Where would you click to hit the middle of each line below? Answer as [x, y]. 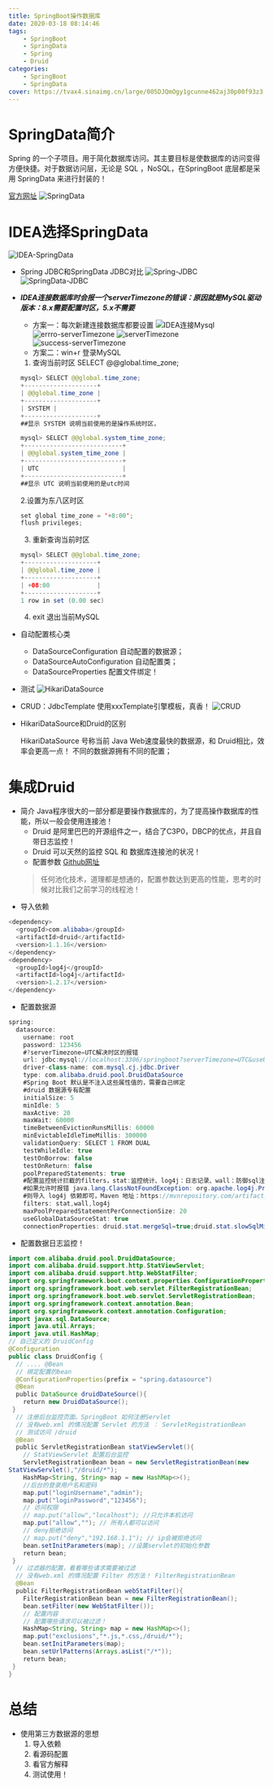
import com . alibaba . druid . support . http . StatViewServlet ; [107, 1266]
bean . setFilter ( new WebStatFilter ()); [89, 1606]
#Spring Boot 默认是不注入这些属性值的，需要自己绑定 [104, 1083]
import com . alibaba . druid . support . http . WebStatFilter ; [103, 1274]
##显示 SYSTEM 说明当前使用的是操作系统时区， [90, 424]
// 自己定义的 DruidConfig [51, 1342]
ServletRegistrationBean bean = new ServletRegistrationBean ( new [136, 1462]
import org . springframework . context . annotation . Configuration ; [118, 1311]
